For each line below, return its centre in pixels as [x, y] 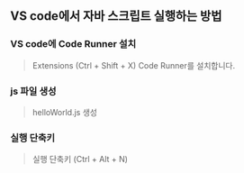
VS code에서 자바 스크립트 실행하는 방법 [116, 16]
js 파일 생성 [33, 91]
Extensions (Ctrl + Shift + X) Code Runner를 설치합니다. [134, 65]
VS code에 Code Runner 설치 [73, 44]
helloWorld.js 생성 [65, 112]
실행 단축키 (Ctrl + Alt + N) [80, 159]
